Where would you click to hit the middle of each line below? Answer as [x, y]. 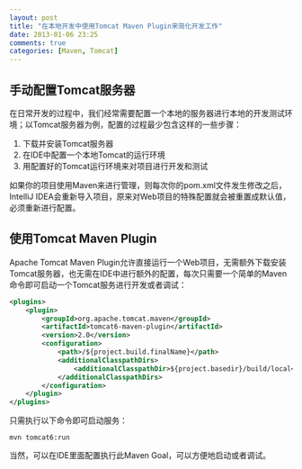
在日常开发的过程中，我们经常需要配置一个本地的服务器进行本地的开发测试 [147, 113]
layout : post [34, 18]
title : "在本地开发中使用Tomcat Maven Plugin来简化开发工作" [116, 26]
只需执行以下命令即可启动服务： [68, 420]
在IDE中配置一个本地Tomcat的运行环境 [94, 155]
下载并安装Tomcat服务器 [68, 143]
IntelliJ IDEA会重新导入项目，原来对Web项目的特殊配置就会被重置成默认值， [150, 196]
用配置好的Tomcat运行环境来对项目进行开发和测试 [115, 166]
